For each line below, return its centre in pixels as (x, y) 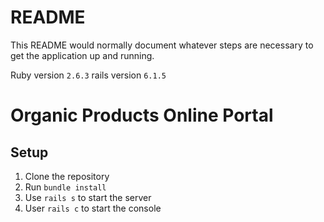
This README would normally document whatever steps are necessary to (162, 45)
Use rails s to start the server (88, 197)
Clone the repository (67, 176)
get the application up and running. (82, 55)
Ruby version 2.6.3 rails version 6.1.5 (88, 75)
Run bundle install (65, 187)
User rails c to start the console (93, 208)
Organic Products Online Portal (142, 115)
